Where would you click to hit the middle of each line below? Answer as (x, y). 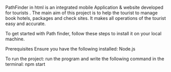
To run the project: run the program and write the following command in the (85, 59)
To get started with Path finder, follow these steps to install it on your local (83, 33)
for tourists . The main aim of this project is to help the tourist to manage (81, 13)
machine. (15, 39)
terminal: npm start (25, 64)
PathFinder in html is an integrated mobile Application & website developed (84, 7)
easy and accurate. (26, 23)
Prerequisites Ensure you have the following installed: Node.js (70, 49)
